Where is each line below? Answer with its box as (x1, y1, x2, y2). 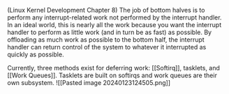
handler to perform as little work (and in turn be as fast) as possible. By (7, 28, 212, 36)
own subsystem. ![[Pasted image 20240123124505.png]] (7, 79, 171, 86)
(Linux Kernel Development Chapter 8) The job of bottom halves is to (7, 6, 205, 14)
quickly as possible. (7, 50, 64, 58)
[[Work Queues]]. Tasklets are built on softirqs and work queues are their (7, 71, 218, 79)
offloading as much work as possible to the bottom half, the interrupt (7, 36, 205, 44)
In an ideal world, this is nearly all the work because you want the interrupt (7, 21, 222, 29)
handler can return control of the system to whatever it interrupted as (7, 43, 207, 51)
